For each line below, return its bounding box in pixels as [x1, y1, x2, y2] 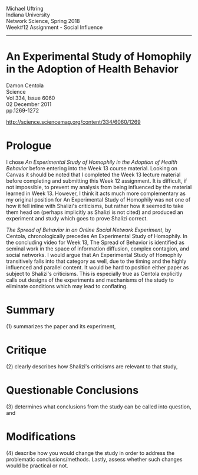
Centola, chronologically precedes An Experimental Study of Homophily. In [6, 232, 187, 239]
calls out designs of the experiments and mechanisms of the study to [6, 276, 174, 283]
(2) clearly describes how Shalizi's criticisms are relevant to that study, [6, 362, 178, 370]
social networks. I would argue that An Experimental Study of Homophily [6, 251, 183, 258]
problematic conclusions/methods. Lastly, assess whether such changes [6, 456, 183, 463]
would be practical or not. [6, 462, 69, 469]
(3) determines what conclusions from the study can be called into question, [6, 403, 192, 410]
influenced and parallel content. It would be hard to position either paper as [6, 263, 189, 271]
